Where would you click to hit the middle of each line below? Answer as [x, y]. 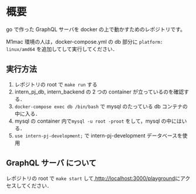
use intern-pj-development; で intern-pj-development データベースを [98, 136]
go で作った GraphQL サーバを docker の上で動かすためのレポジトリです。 [96, 29]
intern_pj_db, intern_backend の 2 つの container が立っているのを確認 [99, 92]
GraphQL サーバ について [51, 163]
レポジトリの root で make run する [56, 84]
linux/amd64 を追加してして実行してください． [62, 49]
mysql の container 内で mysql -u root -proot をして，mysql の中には [98, 121]
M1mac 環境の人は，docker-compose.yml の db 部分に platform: [85, 41]
